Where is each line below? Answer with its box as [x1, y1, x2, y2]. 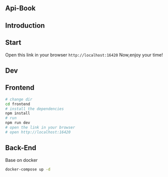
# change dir [5, 97, 33, 102]
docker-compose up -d [5, 166, 51, 172]
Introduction [5, 21, 45, 30]
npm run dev [5, 121, 30, 126]
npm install [5, 111, 30, 116]
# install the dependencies [5, 106, 64, 111]
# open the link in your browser [5, 125, 75, 130]
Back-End [5, 144, 37, 152]
